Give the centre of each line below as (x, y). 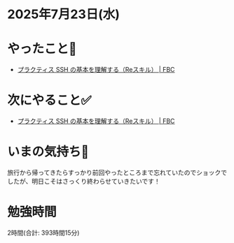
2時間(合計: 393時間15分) (43, 233)
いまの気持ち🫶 (48, 152)
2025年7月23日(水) (64, 14)
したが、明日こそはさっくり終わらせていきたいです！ (84, 181)
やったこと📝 (42, 49)
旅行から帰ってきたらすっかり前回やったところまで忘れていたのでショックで (117, 172)
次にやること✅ (49, 100)
